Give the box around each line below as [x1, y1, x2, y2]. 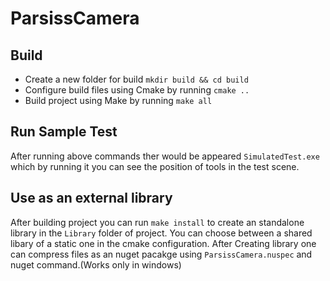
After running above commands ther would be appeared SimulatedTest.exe [10, 150, 320, 162]
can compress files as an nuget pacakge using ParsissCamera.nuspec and [10, 248, 313, 260]
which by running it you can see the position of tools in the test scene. [10, 160, 300, 172]
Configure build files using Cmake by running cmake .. [24, 84, 250, 96]
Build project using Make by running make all [24, 95, 213, 106]
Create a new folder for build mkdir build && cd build [24, 73, 249, 85]
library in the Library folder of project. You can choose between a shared [10, 227, 313, 239]
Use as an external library [10, 190, 173, 207]
